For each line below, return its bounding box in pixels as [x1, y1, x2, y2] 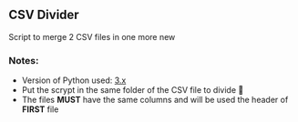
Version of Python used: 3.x [21, 75, 127, 86]
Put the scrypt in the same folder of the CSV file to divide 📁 [21, 85, 244, 96]
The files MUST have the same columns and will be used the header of [21, 95, 289, 106]
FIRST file [21, 104, 59, 115]
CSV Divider [8, 7, 79, 23]
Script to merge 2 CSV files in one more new [8, 31, 176, 42]
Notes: [8, 54, 39, 66]
